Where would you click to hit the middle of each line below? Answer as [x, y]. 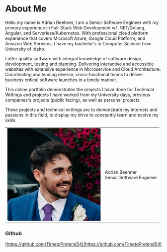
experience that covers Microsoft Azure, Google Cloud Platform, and [75, 38]
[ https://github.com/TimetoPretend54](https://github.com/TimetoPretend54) [83, 244]
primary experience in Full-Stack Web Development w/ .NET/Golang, [75, 27]
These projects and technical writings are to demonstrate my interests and [81, 110]
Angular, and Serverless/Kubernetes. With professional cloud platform [77, 33]
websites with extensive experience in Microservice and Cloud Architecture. [83, 69]
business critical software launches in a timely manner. [61, 80]
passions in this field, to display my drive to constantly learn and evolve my [82, 115]
